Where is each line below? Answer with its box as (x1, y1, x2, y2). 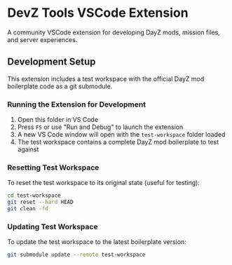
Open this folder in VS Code (17, 116, 99, 124)
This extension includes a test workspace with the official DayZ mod (7, 74, 205, 83)
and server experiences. (7, 35, 78, 43)
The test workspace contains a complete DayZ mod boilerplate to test (17, 138, 219, 147)
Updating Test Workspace (7, 222, 98, 231)
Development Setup (7, 56, 96, 68)
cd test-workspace (7, 192, 61, 199)
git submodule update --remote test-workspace (7, 251, 146, 259)
